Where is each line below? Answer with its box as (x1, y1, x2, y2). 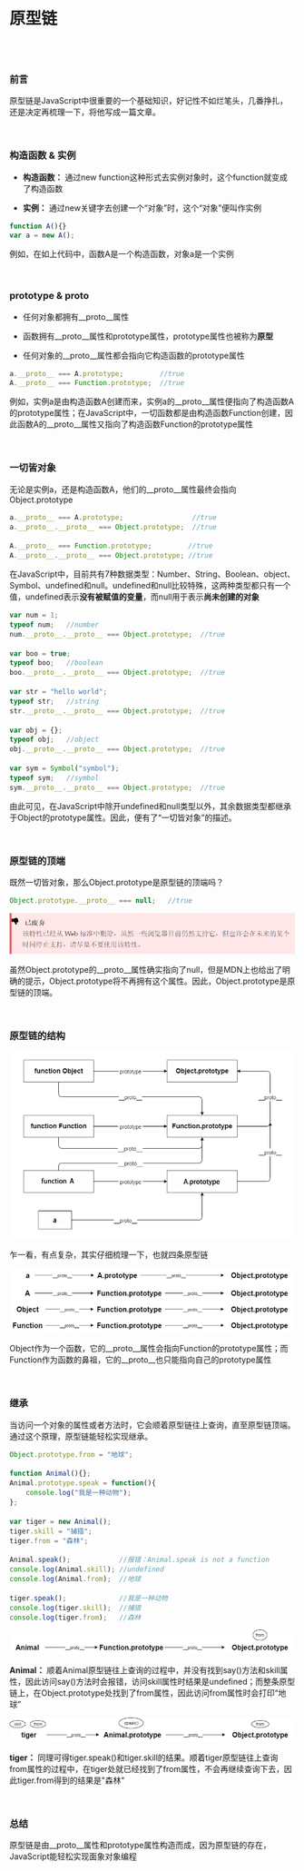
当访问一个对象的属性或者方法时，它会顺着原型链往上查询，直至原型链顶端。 (9, 1419, 296, 1430)
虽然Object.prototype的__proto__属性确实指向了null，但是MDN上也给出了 (9, 964, 283, 975)
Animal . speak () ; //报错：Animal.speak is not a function (9, 1555, 270, 1565)
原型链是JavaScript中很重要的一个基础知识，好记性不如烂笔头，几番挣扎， (9, 95, 289, 106)
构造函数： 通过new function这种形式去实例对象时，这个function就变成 (22, 172, 289, 183)
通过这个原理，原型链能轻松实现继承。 (9, 1430, 152, 1441)
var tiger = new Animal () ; (9, 1517, 112, 1526)
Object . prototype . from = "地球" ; (9, 1450, 133, 1459)
